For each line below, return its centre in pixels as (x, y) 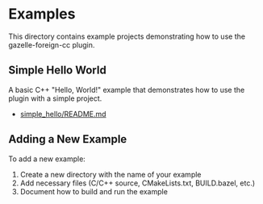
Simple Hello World (57, 71)
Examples (42, 14)
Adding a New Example (68, 139)
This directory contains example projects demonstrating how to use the (127, 36)
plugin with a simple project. (55, 98)
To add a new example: (47, 159)
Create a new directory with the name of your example (111, 174)
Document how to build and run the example (94, 191)
